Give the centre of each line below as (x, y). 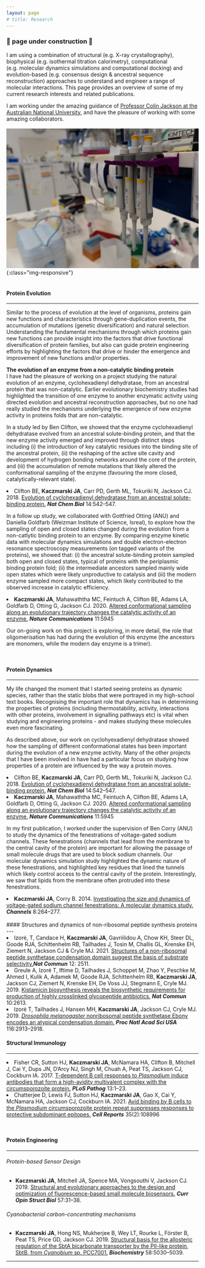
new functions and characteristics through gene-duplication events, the (96, 319)
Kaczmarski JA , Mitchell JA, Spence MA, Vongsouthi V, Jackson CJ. (101, 1180)
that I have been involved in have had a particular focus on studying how (98, 759)
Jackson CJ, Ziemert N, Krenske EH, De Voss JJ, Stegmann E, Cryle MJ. (97, 983)
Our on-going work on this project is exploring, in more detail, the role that (100, 631)
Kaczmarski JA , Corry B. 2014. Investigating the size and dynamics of (102, 899)
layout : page (23, 13)
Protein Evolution (29, 293)
